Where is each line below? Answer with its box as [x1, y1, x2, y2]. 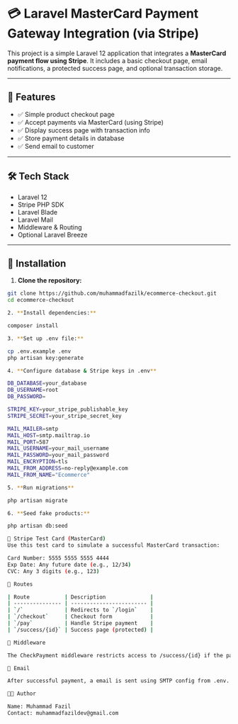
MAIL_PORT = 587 [7, 439, 50, 446]
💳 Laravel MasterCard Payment [7, 6, 199, 22]
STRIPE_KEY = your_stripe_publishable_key [7, 406, 129, 413]
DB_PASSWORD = [7, 393, 46, 400]
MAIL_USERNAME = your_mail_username [7, 445, 110, 452]
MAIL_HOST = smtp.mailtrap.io [7, 431, 91, 439]
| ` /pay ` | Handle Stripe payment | [7, 620, 154, 627]
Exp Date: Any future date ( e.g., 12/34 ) [7, 561, 132, 568]
